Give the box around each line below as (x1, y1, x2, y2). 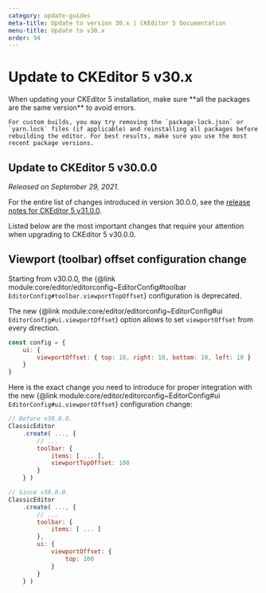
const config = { (8, 338, 66, 346)
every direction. (8, 323, 60, 333)
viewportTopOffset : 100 (50, 459, 130, 467)
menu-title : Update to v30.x (8, 26, 105, 34)
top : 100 (65, 555, 94, 563)
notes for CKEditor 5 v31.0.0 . (8, 206, 102, 215)
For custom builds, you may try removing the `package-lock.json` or (8, 119, 244, 127)
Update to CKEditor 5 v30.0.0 (8, 161, 158, 174)
